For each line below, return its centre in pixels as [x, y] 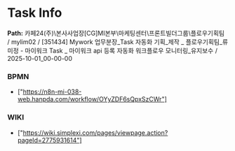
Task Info [35, 13]
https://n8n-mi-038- [52, 92]
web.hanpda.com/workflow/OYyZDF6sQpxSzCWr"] [92, 99]
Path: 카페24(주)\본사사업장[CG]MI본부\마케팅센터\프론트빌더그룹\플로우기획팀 [116, 33]
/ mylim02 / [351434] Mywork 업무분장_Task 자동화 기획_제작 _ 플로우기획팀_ [115, 42]
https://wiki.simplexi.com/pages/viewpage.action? [95, 132]
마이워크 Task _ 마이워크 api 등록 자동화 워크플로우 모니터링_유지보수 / [121, 50]
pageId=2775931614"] [49, 140]
